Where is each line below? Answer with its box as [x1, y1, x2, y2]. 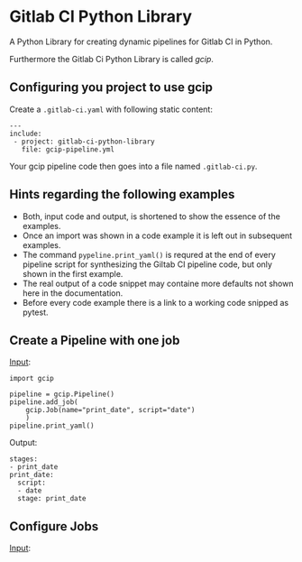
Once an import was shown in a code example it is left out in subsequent [22, 230, 293, 241]
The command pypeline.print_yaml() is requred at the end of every [22, 249, 277, 260]
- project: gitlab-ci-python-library [13, 137, 155, 146]
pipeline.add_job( [9, 398, 78, 407]
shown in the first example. [22, 268, 124, 279]
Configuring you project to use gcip [9, 79, 214, 96]
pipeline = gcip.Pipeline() [9, 390, 115, 399]
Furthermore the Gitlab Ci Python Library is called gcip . [9, 53, 215, 64]
